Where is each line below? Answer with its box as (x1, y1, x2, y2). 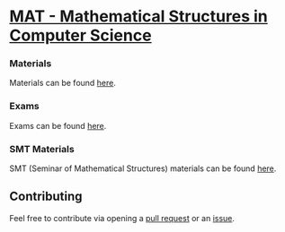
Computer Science (9, 25, 152, 46)
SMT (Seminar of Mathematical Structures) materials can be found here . (9, 163, 277, 174)
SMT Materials (9, 142, 75, 155)
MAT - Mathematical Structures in (9, 6, 268, 27)
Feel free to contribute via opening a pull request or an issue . (9, 212, 236, 223)
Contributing (9, 189, 83, 204)
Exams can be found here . (9, 120, 107, 131)
